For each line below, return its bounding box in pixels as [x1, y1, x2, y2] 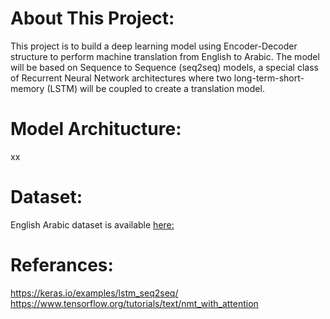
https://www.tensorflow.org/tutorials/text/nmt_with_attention [10, 297, 259, 309]
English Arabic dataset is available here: [10, 218, 175, 231]
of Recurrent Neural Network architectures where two [10, 72, 232, 84]
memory [10, 82, 45, 94]
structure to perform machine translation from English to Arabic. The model [10, 50, 320, 62]
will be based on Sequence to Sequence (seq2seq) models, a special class [10, 61, 319, 73]
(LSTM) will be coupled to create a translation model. [46, 82, 265, 94]
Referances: [10, 254, 114, 276]
